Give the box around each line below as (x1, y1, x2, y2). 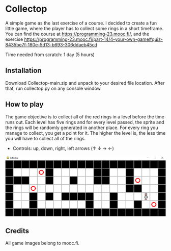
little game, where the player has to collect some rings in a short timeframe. (5, 25, 164, 31)
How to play (5, 100, 44, 109)
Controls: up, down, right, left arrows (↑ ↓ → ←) (12, 145, 115, 151)
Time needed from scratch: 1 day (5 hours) (5, 52, 95, 58)
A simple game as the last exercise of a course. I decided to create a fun (5, 20, 157, 26)
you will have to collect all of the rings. (5, 135, 86, 141)
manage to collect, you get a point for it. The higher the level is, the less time (5, 130, 166, 136)
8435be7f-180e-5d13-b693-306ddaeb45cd (5, 41, 98, 47)
